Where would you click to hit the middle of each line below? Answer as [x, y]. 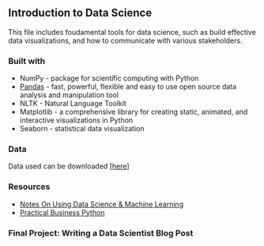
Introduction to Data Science [80, 13]
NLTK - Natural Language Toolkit [73, 104]
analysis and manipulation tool [69, 95]
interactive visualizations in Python [76, 120]
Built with [27, 61]
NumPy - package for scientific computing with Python [109, 78]
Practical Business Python [62, 212]
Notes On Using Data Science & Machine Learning [102, 204]
